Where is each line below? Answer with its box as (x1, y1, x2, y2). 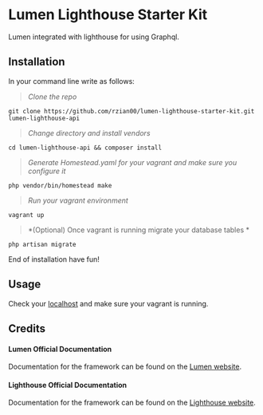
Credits (8, 322, 46, 335)
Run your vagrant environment (27, 196, 129, 205)
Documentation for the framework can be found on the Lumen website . (8, 362, 241, 372)
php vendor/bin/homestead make (8, 181, 112, 189)
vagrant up (8, 211, 45, 219)
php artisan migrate (8, 240, 77, 248)
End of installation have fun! (8, 254, 100, 264)
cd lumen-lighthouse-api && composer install (8, 144, 162, 152)
